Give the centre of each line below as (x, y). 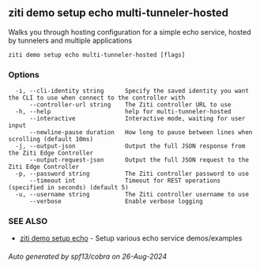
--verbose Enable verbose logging (116, 202)
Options (24, 74)
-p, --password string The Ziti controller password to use (132, 174)
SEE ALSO (28, 222)
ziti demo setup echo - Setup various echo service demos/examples (131, 238)
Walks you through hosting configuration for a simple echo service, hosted (130, 32)
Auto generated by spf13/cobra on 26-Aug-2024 (88, 256)
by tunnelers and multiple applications (70, 40)
